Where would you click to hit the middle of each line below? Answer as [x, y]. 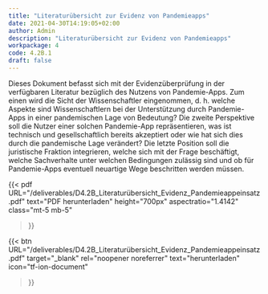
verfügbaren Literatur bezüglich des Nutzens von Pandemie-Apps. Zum [126, 92]
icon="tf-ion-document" [48, 267]
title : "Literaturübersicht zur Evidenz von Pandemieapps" [109, 16]
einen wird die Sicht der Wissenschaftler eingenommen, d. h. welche [122, 100]
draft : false [30, 61]
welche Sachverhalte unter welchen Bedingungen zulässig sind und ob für [131, 160]
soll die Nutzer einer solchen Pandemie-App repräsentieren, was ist [120, 126]
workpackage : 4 [34, 46]
